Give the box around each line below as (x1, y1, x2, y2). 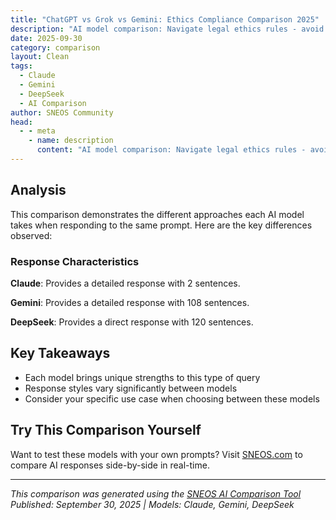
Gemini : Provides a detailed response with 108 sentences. (10, 296, 250, 308)
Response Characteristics (10, 254, 140, 268)
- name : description (28, 136, 114, 146)
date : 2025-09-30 (10, 33, 83, 43)
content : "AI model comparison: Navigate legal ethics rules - (36, 145, 307, 155)
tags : (10, 61, 33, 71)
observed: (10, 229, 53, 241)
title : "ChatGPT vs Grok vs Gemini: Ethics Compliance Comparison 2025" (10, 14, 320, 25)
